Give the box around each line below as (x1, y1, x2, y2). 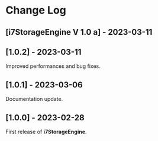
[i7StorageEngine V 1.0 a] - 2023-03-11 (5, 27, 153, 37)
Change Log (5, 4, 66, 17)
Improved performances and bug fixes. (5, 63, 101, 70)
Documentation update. (5, 96, 63, 103)
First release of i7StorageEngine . (5, 128, 87, 136)
